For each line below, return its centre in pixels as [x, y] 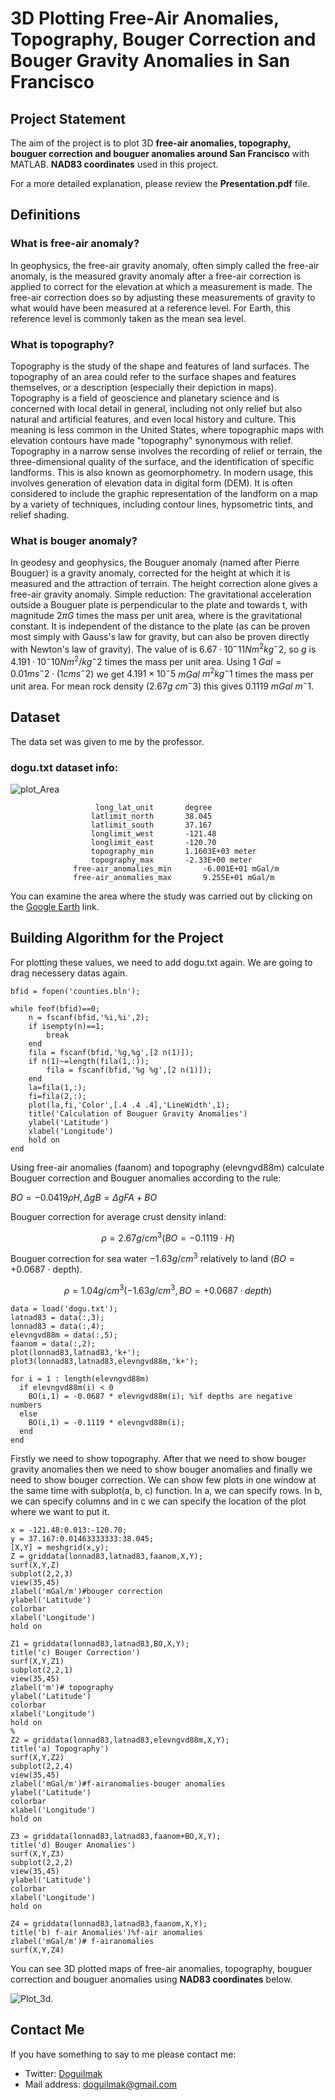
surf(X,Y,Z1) [37, 1661]
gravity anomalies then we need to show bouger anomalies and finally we [161, 1469]
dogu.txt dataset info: [64, 767]
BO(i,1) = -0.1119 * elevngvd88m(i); [107, 1422]
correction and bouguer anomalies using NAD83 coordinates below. [151, 1979]
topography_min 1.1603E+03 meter [173, 852]
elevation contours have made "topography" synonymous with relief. [151, 440]
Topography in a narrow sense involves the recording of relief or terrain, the [166, 451]
